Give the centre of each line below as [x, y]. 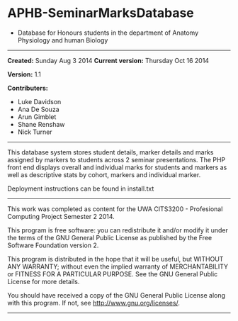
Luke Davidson [39, 101]
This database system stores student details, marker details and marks [110, 152]
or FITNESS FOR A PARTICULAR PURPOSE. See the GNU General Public [113, 274]
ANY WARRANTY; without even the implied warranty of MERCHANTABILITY [118, 266]
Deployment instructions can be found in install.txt [81, 188]
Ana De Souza [38, 109]
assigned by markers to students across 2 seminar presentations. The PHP [117, 159]
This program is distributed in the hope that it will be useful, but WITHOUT [115, 259]
